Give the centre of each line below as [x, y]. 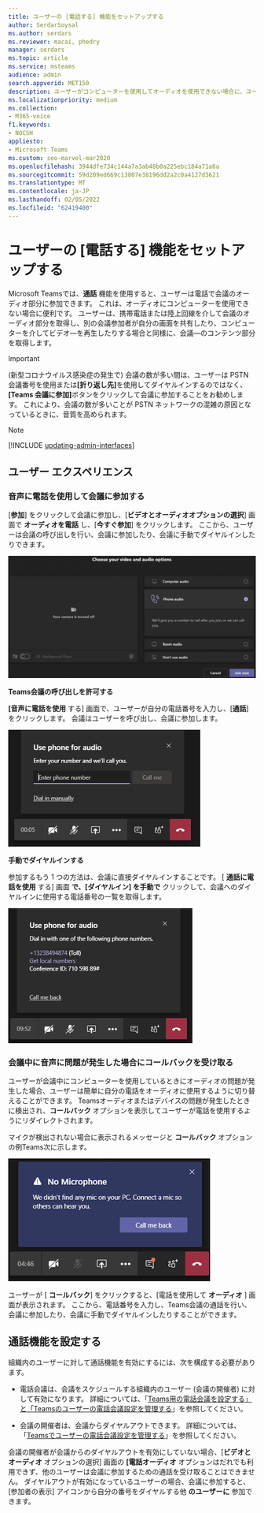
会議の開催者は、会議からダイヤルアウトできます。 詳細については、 [130, 1425]
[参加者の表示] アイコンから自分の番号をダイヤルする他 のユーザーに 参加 [127, 1491]
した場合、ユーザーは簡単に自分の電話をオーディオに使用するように [125, 1091]
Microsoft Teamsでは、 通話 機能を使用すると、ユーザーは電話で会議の [122, 293]
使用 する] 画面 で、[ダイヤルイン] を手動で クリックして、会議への [130, 886]
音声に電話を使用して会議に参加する [77, 496]
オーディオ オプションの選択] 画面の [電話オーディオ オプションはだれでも [128, 1462]
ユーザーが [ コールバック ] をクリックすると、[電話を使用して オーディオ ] [128, 1295]
